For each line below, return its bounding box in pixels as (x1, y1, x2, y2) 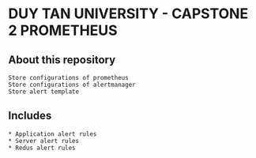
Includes (8, 109, 52, 122)
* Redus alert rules (8, 144, 77, 152)
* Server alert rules (8, 137, 80, 145)
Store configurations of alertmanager (8, 81, 136, 88)
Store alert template (8, 88, 80, 96)
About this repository (8, 53, 116, 66)
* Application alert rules (8, 130, 97, 138)
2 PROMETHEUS (8, 21, 118, 39)
